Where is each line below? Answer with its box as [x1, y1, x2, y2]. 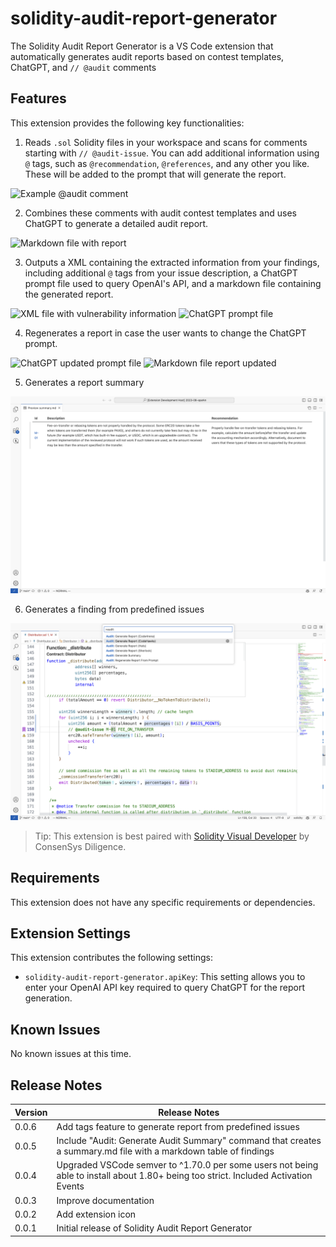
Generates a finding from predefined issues [24, 603, 205, 615]
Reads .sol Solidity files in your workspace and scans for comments [24, 136, 308, 148]
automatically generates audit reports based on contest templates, [10, 50, 285, 62]
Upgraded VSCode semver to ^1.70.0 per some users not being [56, 1159, 319, 1171]
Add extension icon [56, 1208, 137, 1220]
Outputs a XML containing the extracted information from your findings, [24, 256, 320, 268]
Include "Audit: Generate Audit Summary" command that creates [56, 1135, 322, 1146]
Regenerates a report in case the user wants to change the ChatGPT [24, 327, 307, 339]
